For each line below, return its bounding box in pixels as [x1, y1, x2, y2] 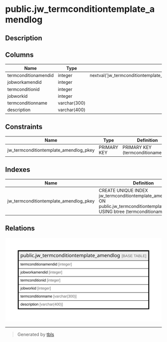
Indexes [5, 165, 31, 174]
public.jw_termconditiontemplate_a [5, 3, 155, 15]
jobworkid [7, 93, 28, 99]
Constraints [5, 123, 43, 131]
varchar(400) [58, 107, 85, 113]
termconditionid [7, 86, 40, 92]
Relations [5, 224, 35, 233]
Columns [5, 51, 34, 59]
